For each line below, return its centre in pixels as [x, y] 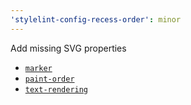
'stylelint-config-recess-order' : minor [96, 19]
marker [38, 68]
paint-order [49, 79]
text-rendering [56, 89]
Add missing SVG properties [68, 48]
